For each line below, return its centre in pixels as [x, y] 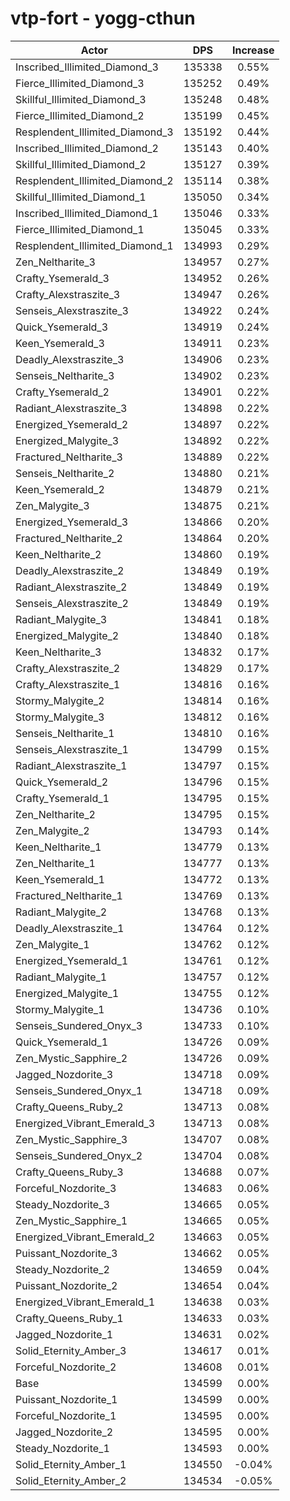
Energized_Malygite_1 [67, 993]
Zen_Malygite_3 [52, 505]
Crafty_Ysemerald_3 [62, 278]
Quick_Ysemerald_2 [62, 782]
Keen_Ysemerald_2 [60, 489]
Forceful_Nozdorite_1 [66, 1415]
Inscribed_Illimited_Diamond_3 [87, 67]
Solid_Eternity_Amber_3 [71, 1350]
